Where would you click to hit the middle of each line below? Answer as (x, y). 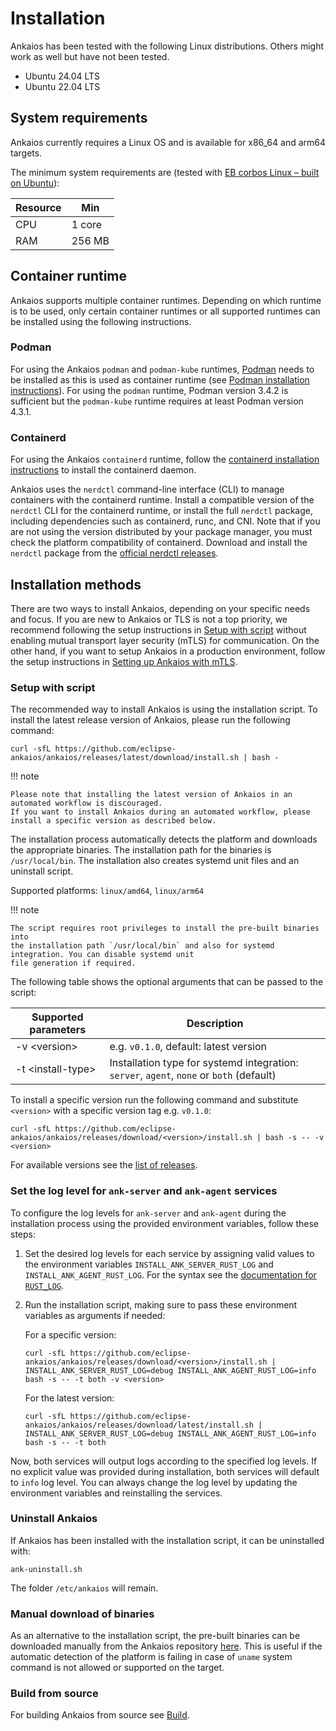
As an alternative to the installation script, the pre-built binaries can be (155, 1636)
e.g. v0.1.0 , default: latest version (188, 1047)
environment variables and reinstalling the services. (116, 1493)
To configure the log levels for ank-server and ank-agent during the (148, 1213)
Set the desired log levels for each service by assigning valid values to (169, 1253)
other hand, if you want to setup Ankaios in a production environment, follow (168, 651)
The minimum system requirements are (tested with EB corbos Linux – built (165, 172)
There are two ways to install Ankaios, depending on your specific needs (160, 608)
